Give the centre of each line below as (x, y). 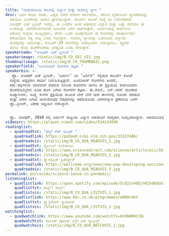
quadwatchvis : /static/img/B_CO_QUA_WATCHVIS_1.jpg (69, 225)
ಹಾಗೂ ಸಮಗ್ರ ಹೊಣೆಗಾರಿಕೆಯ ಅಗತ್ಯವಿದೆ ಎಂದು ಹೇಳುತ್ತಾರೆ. (50, 48)
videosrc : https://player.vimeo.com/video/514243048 (62, 122)
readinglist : (19, 127)
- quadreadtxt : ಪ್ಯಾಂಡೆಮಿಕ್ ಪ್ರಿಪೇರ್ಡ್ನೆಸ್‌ (43, 160)
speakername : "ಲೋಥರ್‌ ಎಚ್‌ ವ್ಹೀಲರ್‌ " (39, 52)
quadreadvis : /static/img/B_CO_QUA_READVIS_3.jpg (67, 169)
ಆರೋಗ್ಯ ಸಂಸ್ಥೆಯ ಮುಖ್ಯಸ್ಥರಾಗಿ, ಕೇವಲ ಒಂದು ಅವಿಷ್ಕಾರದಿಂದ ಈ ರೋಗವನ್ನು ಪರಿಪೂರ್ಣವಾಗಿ (73, 33)
